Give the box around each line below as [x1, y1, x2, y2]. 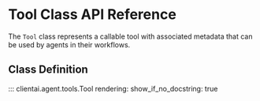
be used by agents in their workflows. [8, 39, 131, 49]
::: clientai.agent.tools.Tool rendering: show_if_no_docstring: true [8, 84, 218, 93]
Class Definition [8, 63, 88, 77]
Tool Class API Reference [8, 6, 177, 24]
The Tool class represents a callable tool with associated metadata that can [8, 32, 253, 41]
